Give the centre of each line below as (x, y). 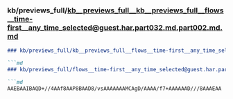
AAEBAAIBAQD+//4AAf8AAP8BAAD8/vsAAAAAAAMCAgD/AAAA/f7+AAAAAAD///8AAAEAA (114, 89)
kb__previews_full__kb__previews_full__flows (145, 10)
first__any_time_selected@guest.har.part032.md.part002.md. (115, 28)
